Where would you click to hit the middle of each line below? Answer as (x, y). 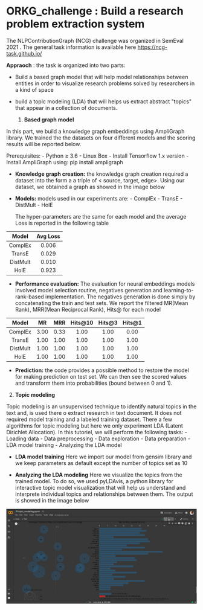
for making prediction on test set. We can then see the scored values (101, 376)
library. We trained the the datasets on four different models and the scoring (101, 138)
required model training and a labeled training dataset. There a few (89, 419)
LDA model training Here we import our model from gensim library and (103, 457)
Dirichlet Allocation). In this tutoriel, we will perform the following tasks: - (97, 432)
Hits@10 (82, 323)
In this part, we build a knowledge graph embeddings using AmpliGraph (95, 131)
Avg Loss (48, 236)
